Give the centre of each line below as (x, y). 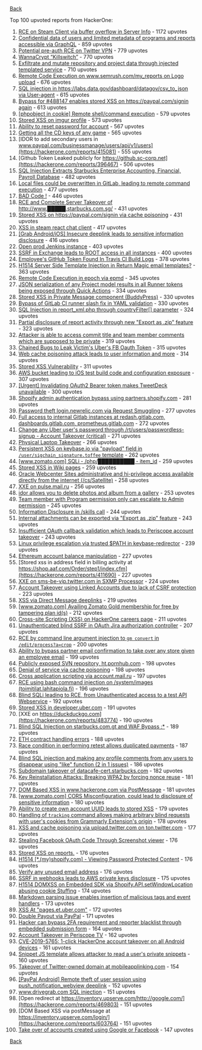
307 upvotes (33, 379)
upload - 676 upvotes (44, 82)
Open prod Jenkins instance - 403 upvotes (71, 246)
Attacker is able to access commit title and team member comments (101, 335)
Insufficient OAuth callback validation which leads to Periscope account (106, 531)
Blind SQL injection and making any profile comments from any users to (106, 758)
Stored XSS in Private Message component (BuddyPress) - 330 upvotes (106, 297)
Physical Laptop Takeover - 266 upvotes (68, 442)
